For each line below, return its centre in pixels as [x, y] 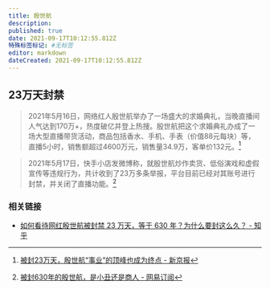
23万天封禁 [36, 95]
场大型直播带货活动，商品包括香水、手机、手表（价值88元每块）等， [141, 136]
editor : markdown [37, 53]
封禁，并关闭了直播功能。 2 [72, 183]
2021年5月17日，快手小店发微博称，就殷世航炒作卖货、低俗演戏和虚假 [143, 163]
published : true [35, 31]
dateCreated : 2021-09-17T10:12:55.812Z [75, 61]
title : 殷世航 [30, 16]
